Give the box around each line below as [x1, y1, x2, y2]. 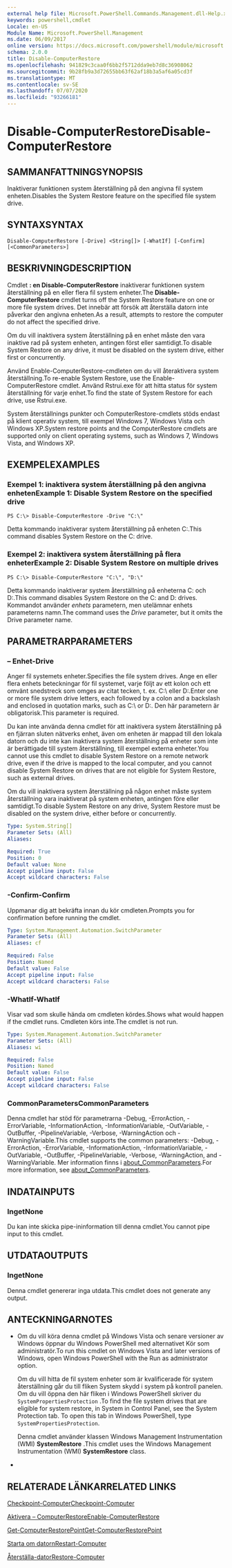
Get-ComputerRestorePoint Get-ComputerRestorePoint [7, 1526, 162, 1535]
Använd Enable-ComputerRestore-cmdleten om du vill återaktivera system [7, 367, 220, 375]
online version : [7, 42, 54, 49]
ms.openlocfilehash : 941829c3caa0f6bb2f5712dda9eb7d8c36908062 [7, 62, 193, 69]
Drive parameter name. [7, 615, 73, 624]
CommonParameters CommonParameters [7, 1098, 150, 1108]
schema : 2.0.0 [7, 49, 48, 56]
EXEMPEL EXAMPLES [7, 459, 100, 471]
